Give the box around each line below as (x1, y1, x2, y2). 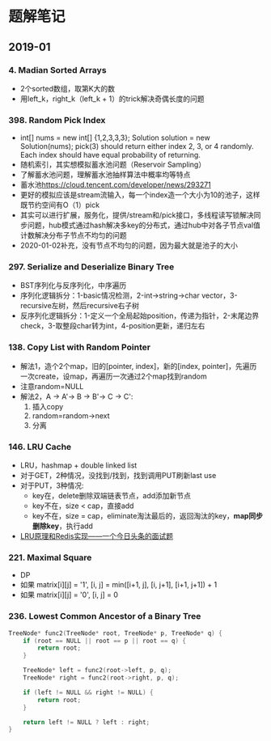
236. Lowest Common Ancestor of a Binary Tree (8, 611, 201, 622)
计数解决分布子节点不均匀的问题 (19, 231, 127, 240)
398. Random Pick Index (8, 114, 106, 125)
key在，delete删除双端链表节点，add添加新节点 (32, 491, 192, 501)
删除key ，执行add (32, 521, 93, 531)
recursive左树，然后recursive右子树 (19, 301, 140, 311)
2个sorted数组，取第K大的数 (19, 83, 116, 93)
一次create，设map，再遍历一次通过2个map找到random (19, 371, 208, 381)
